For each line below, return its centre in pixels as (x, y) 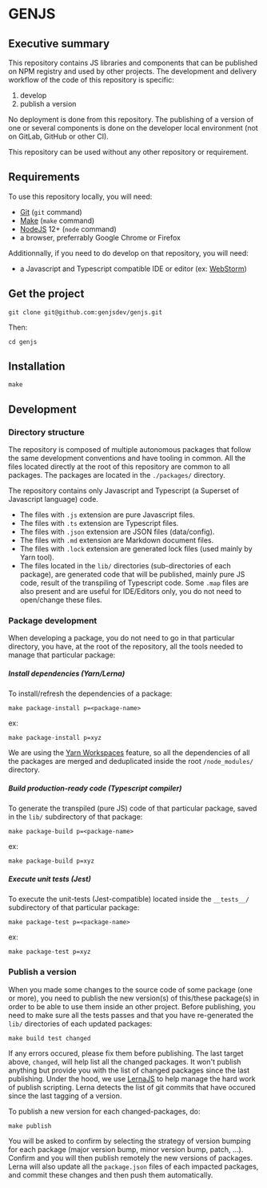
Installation (37, 367)
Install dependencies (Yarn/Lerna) (67, 673)
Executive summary (59, 44)
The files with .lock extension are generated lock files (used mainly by (136, 549)
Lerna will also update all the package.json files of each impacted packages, (133, 1166)
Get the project (46, 294)
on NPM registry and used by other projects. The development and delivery (133, 71)
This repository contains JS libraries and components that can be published (133, 63)
